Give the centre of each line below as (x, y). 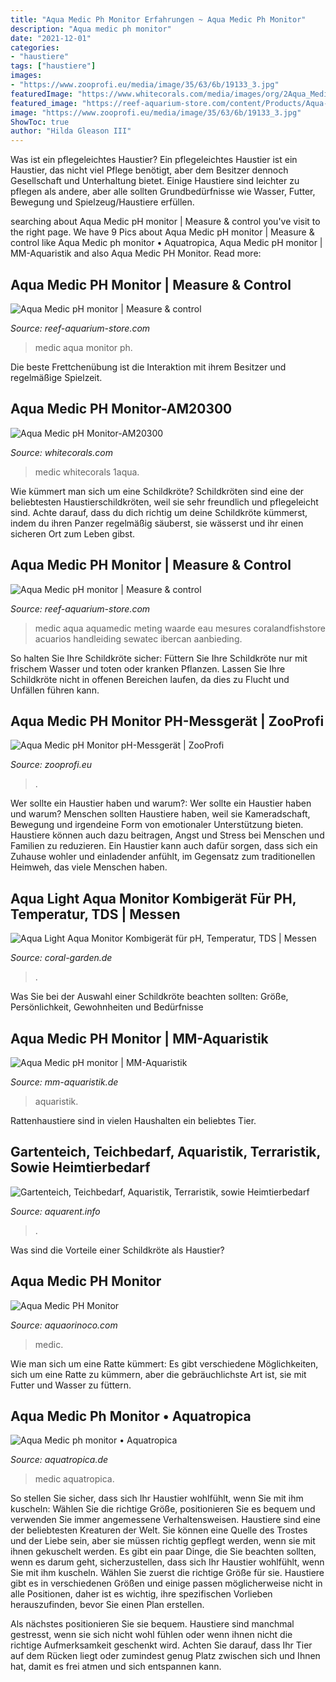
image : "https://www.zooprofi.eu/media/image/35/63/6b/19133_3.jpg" (156, 112)
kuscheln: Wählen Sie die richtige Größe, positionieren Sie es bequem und (163, 1509)
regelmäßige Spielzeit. (56, 377)
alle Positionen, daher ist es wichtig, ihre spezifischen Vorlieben (141, 1594)
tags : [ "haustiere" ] (53, 66)
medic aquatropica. (74, 1479)
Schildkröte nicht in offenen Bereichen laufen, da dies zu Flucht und (150, 679)
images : (26, 76)
